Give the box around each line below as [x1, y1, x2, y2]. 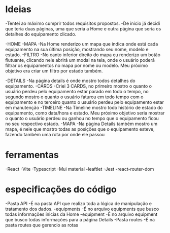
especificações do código [5, 184, 117, 196]
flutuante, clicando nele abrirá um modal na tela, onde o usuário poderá [5, 57, 155, 63]
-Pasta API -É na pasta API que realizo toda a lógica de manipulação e [5, 200, 152, 206]
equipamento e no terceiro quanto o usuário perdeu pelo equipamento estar [5, 99, 164, 105]
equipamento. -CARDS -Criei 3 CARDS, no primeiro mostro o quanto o [5, 83, 152, 89]
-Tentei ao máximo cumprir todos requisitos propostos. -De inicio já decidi [5, 20, 160, 26]
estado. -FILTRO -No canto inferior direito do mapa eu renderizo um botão [5, 52, 161, 58]
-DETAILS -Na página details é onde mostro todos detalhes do [5, 77, 135, 84]
